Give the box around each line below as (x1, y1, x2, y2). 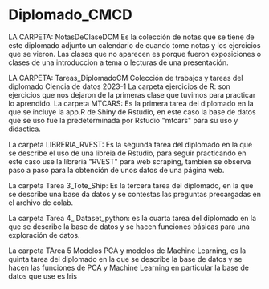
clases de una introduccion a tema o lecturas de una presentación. (8, 58, 229, 67)
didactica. (8, 124, 42, 134)
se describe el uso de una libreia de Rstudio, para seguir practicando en (8, 148, 247, 158)
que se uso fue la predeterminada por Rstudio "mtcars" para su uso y (8, 115, 238, 125)
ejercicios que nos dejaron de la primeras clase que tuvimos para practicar (8, 90, 256, 99)
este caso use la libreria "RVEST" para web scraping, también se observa (8, 156, 251, 166)
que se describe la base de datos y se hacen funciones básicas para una (8, 222, 251, 231)
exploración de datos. (8, 230, 80, 239)
